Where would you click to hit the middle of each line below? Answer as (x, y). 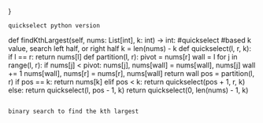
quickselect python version (54, 26)
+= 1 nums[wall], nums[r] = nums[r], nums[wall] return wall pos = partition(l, (131, 73)
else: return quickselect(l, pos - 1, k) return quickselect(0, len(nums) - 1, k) (128, 90)
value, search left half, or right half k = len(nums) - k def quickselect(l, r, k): (130, 49)
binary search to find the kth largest (74, 111)
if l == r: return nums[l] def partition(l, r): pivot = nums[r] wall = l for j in (123, 57)
